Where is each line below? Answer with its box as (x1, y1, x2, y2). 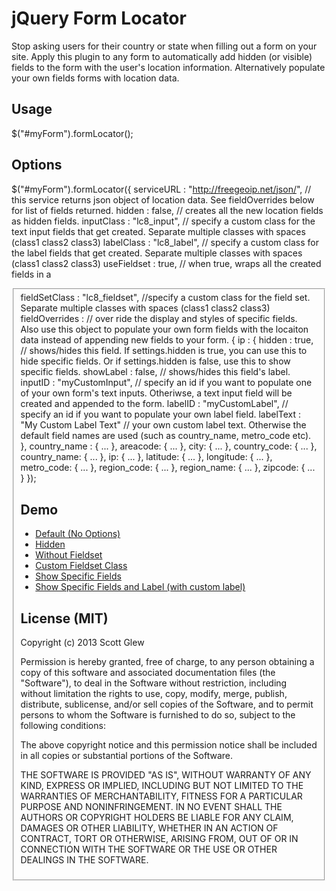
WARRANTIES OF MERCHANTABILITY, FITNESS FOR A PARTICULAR (20, 790, 303, 802)
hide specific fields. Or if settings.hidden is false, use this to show (20, 355, 291, 367)
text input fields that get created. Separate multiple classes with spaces (11, 225, 306, 237)
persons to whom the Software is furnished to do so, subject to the (20, 709, 296, 721)
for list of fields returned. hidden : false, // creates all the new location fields (11, 204, 324, 216)
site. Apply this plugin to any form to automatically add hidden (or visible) (11, 50, 313, 62)
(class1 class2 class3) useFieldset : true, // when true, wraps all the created (11, 257, 322, 269)
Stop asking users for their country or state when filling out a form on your (11, 40, 318, 52)
